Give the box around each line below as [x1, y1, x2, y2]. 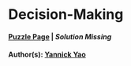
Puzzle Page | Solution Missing [8, 31, 112, 41]
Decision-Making [8, 5, 124, 24]
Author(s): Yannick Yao [8, 49, 87, 60]
